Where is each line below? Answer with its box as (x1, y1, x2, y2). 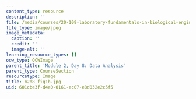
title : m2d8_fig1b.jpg (6, 79, 61, 85)
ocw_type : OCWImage (6, 57, 54, 63)
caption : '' (11, 36, 41, 41)
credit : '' (11, 41, 38, 47)
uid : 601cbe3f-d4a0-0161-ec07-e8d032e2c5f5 (6, 84, 114, 90)
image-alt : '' (11, 47, 45, 52)
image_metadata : (6, 30, 45, 36)
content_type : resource (6, 8, 64, 15)
